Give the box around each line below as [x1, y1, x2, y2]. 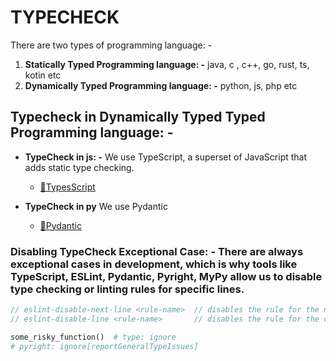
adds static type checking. [24, 161, 135, 173]
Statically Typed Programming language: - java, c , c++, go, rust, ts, [24, 58, 310, 70]
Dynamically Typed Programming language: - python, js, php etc [24, 79, 298, 91]
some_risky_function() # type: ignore [10, 332, 177, 342]
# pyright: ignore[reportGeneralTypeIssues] [10, 341, 199, 351]
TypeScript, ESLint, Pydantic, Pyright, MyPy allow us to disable [10, 269, 323, 283]
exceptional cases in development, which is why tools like [10, 257, 298, 271]
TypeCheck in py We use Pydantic [24, 200, 168, 212]
